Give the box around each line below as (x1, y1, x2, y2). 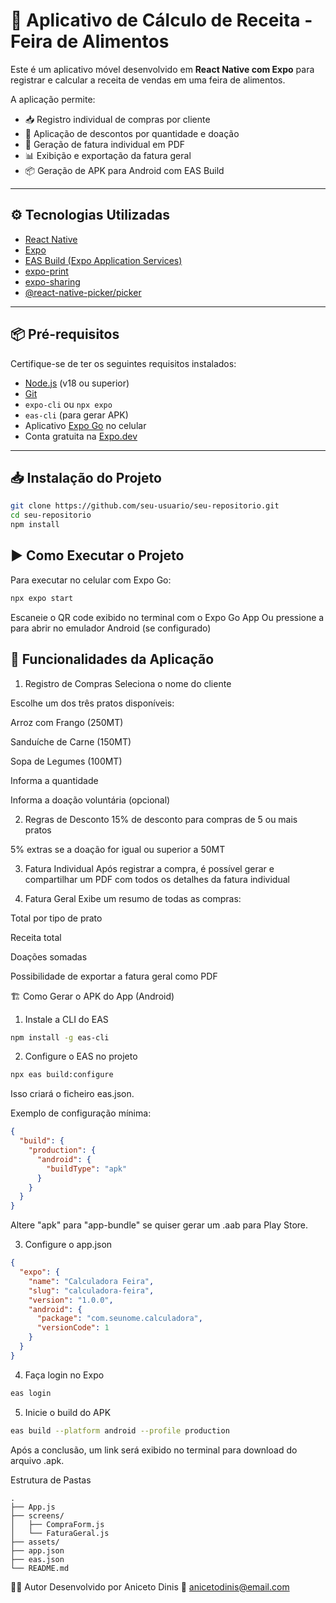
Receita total (10, 931, 62, 943)
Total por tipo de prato (10, 912, 103, 924)
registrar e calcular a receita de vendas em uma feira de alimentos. (10, 74, 286, 86)
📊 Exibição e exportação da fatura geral (24, 149, 192, 161)
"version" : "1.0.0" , (28, 1295, 114, 1305)
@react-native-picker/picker (24, 286, 142, 298)
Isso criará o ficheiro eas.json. (10, 1088, 135, 1100)
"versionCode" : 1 (36, 1323, 110, 1333)
